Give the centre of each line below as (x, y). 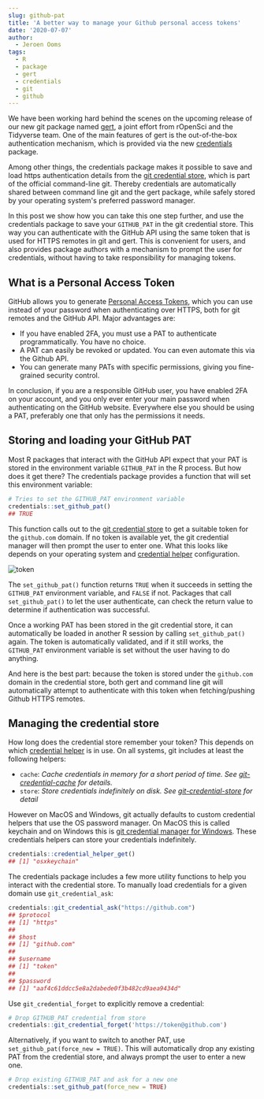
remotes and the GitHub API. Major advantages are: (92, 318)
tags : (17, 52)
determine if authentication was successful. (79, 609)
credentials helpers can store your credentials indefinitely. (102, 840)
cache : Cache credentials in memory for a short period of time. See (128, 774)
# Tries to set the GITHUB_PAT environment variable (97, 499)
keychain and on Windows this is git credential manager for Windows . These (132, 831)
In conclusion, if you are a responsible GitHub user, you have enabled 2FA (128, 391)
